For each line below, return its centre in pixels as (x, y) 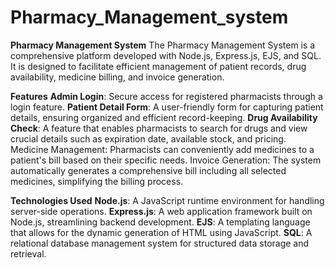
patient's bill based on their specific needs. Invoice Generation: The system (166, 160)
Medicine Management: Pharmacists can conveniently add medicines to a (162, 149)
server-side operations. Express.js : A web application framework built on (161, 211)
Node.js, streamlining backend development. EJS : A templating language (160, 222)
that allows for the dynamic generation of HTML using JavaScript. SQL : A (161, 232)
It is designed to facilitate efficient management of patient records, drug (158, 66)
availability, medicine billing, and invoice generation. (117, 77)
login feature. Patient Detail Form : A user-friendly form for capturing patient (167, 107)
